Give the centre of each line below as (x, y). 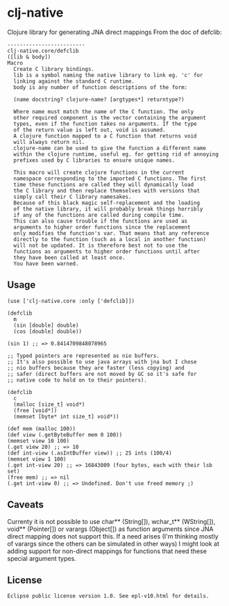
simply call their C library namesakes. (73, 197)
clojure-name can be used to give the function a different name (110, 148)
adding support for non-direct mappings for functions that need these (107, 551)
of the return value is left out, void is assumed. (90, 130)
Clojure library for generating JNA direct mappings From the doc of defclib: (114, 32)
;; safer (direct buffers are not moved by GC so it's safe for (102, 374)
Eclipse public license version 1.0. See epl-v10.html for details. (108, 596)
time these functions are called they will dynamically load (104, 185)
